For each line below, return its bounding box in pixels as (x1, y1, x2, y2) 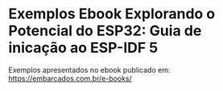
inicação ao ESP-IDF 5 (8, 39, 159, 57)
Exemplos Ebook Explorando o (8, 5, 216, 23)
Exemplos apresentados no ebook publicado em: (8, 65, 171, 74)
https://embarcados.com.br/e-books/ (8, 73, 133, 83)
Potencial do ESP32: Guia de (8, 22, 202, 40)
